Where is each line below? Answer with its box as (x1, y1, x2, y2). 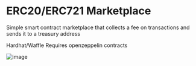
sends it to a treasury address (6, 30, 80, 37)
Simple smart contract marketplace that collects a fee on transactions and (6, 24, 190, 31)
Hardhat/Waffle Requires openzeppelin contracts (6, 42, 128, 49)
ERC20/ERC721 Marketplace (6, 4, 151, 18)
